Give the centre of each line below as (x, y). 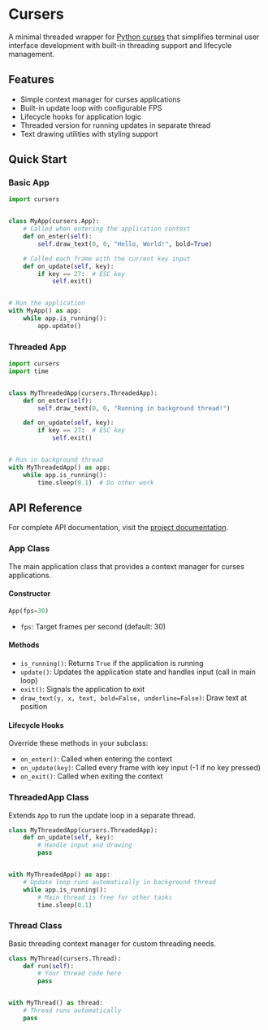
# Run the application (47, 303)
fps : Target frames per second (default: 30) (93, 626)
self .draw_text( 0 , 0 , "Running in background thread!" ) (134, 408)
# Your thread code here (80, 974)
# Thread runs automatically (72, 1010)
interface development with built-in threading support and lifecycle (120, 45)
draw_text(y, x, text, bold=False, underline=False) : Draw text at (134, 698)
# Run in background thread (56, 460)
